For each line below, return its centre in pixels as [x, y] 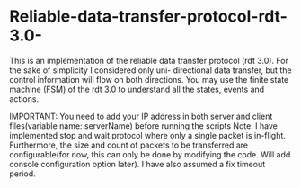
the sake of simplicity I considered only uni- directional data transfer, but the [150, 70]
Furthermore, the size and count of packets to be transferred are [129, 145]
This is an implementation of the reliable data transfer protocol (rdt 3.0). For [149, 60]
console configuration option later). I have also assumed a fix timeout [137, 164]
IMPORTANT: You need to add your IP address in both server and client [141, 116]
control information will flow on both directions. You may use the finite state [149, 79]
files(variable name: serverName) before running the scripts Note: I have [144, 125]
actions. [24, 98]
